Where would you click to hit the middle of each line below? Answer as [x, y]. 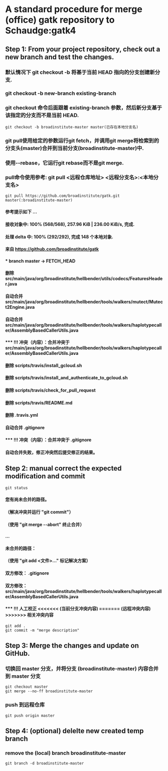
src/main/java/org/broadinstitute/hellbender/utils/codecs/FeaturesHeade [84, 279]
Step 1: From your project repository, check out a [83, 49]
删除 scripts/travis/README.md [39, 403]
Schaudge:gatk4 [41, 31]
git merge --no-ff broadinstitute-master [49, 691]
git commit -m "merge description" [42, 630]
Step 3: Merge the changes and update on [72, 646]
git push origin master [30, 716]
